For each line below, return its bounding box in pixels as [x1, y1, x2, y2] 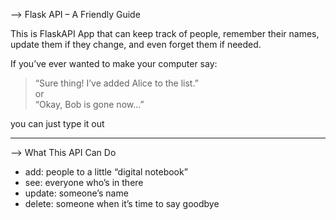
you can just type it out [10, 118, 105, 129]
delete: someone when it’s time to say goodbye [24, 198, 220, 209]
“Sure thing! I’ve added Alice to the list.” [34, 77, 199, 89]
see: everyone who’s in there [24, 177, 144, 188]
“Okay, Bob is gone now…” [34, 99, 145, 110]
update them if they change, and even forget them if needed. [10, 39, 262, 50]
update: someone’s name [24, 187, 129, 199]
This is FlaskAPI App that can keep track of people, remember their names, [10, 28, 320, 39]
